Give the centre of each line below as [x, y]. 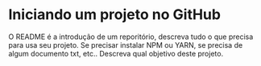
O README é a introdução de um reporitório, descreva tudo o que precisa [131, 37]
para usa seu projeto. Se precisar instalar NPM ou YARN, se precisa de [126, 45]
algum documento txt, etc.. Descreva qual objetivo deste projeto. [116, 53]
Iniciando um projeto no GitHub [115, 15]
